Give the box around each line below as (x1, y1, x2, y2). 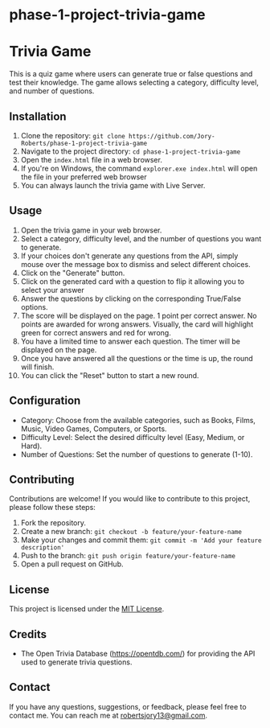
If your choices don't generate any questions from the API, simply (20, 251, 239, 261)
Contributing (9, 472, 75, 486)
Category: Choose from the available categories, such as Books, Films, (20, 415, 256, 425)
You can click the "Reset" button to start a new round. (20, 370, 199, 380)
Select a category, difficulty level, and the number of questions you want (20, 233, 262, 243)
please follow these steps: (9, 503, 96, 512)
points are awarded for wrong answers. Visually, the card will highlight (20, 319, 254, 329)
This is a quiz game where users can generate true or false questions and (9, 69, 253, 79)
